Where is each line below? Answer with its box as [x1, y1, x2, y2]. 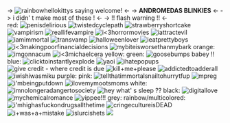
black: [163, 86, 181, 94]
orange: [193, 43, 215, 51]
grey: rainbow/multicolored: [107, 94, 186, 102]
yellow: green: [104, 50, 145, 58]
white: [130, 79, 148, 87]
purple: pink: [56, 72, 93, 80]
